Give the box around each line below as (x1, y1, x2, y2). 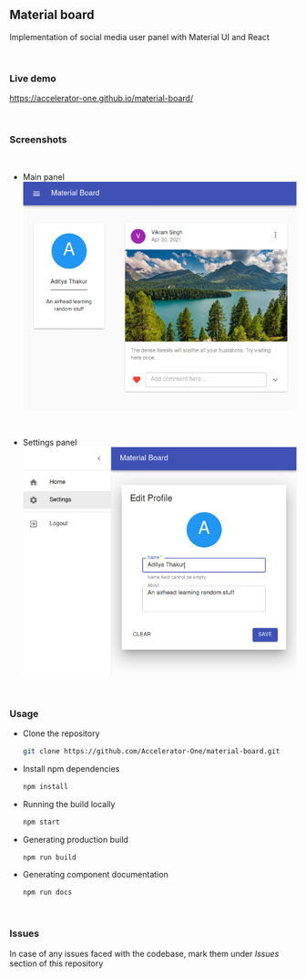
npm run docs (22, 888, 73, 898)
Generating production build (22, 834, 129, 845)
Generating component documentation (22, 869, 168, 880)
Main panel (22, 172, 66, 183)
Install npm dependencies (22, 762, 120, 774)
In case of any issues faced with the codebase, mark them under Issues (9, 948, 280, 959)
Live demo (9, 72, 56, 85)
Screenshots (9, 133, 67, 146)
